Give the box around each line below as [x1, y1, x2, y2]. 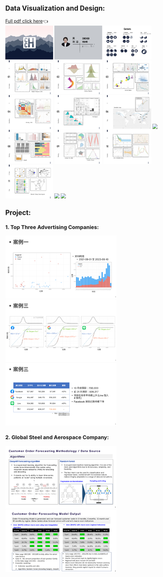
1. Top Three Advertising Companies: [5, 224, 99, 231]
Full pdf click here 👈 [5, 18, 48, 24]
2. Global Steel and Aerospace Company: [5, 434, 109, 441]
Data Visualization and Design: [5, 4, 105, 13]
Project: [5, 209, 31, 217]
